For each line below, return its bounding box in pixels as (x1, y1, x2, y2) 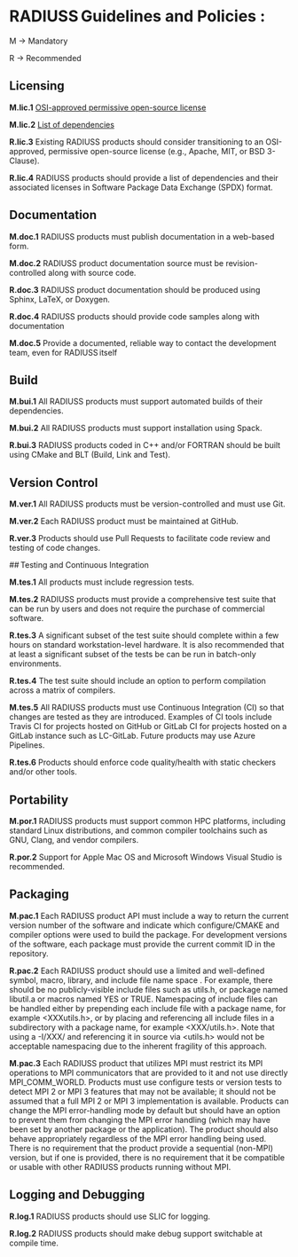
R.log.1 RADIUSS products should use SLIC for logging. (9, 1211, 211, 1222)
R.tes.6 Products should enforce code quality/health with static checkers (9, 757, 277, 768)
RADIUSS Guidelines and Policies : (9, 6, 266, 27)
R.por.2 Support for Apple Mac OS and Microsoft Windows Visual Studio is (9, 852, 282, 862)
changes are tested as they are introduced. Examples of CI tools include (9, 711, 272, 722)
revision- (225, 257, 259, 268)
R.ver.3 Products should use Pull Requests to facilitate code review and (9, 533, 271, 544)
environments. (9, 658, 62, 669)
